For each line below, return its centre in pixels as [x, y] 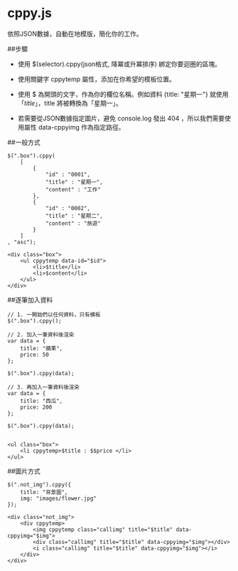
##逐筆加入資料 [30, 300]
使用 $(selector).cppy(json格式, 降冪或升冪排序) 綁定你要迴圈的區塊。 [119, 64]
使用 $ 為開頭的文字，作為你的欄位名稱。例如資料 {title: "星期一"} [113, 94]
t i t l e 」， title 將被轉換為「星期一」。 [73, 103]
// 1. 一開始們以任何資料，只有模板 [54, 315]
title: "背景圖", [44, 492]
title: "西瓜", [42, 401]
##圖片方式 [24, 471]
